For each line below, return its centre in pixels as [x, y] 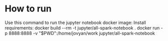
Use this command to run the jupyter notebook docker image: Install [75, 22]
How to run [28, 9]
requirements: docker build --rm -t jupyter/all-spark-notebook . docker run [82, 27]
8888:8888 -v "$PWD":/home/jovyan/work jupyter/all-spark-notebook [82, 33]
